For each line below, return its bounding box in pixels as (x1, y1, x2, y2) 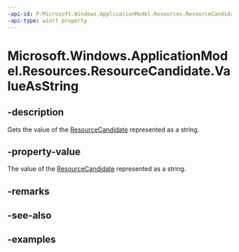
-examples (7, 233, 56, 246)
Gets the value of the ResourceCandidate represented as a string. (7, 125, 200, 134)
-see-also (7, 209, 52, 221)
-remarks (7, 185, 50, 197)
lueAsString (7, 78, 79, 94)
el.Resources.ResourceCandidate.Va (7, 63, 231, 79)
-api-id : (7, 10, 33, 18)
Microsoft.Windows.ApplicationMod (7, 48, 228, 64)
